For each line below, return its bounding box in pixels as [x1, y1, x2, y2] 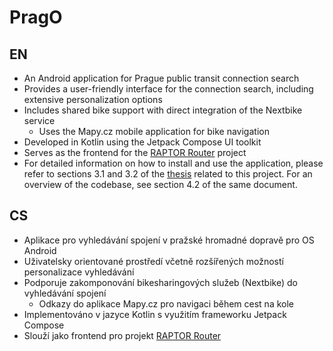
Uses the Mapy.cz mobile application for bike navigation [38, 126, 270, 137]
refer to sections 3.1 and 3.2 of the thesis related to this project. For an [23, 168, 313, 180]
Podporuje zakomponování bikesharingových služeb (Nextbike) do [23, 276, 298, 288]
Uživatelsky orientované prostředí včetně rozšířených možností [23, 255, 284, 267]
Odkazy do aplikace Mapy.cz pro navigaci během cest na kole [38, 297, 295, 310]
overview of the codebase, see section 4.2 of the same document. [23, 179, 298, 190]
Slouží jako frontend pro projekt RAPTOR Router [23, 329, 222, 341]
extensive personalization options [23, 94, 163, 105]
